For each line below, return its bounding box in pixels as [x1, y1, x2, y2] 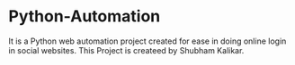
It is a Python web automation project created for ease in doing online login [8, 36, 287, 46]
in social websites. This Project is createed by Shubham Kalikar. [8, 45, 245, 55]
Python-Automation [8, 6, 161, 27]
